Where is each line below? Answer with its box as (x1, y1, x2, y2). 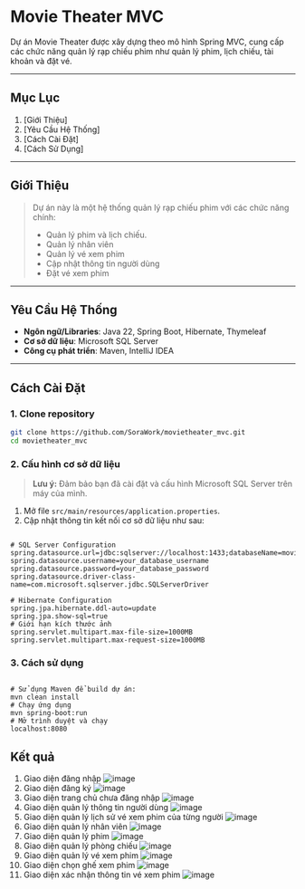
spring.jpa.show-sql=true (10, 612, 108, 621)
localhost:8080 (10, 724, 68, 734)
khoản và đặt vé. (10, 55, 72, 66)
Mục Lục (10, 91, 61, 106)
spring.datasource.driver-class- (10, 572, 137, 581)
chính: (32, 211, 57, 223)
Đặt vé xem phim (45, 267, 110, 278)
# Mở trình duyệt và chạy (10, 717, 108, 726)
